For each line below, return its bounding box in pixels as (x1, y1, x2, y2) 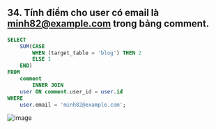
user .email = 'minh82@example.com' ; (20, 101, 127, 108)
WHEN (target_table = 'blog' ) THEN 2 (32, 50, 141, 56)
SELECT (7, 36, 26, 43)
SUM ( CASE (20, 43, 45, 50)
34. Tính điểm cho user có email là (7, 7, 159, 19)
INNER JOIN (32, 82, 64, 89)
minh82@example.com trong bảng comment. (7, 18, 210, 30)
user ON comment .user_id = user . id (20, 88, 123, 95)
